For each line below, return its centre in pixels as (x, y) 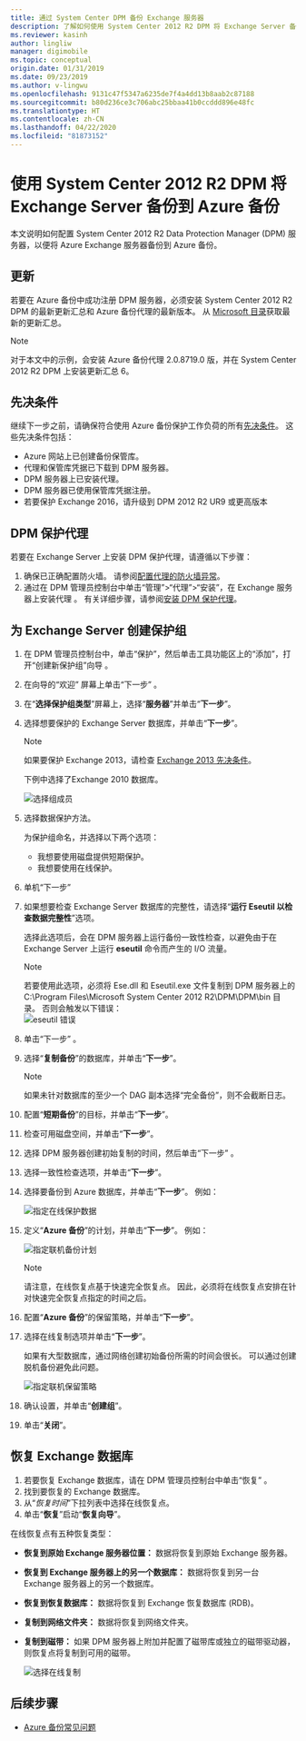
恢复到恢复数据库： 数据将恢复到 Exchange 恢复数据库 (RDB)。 (141, 1602)
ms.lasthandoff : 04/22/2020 (64, 128)
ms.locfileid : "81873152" (59, 136)
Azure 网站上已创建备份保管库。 (84, 456)
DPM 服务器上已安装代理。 (74, 479)
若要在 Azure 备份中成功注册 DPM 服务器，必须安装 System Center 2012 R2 (152, 300)
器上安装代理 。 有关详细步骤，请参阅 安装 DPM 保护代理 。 (133, 599)
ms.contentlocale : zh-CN (57, 119)
